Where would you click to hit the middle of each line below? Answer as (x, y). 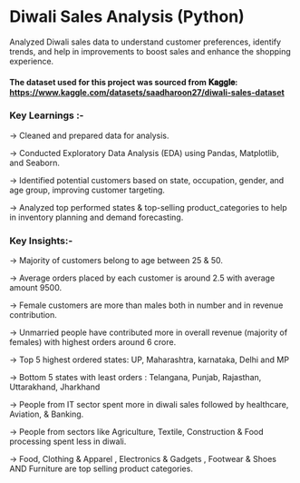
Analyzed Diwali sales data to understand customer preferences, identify (145, 42)
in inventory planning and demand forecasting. (97, 217)
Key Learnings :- (47, 115)
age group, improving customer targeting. (87, 190)
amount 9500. (35, 288)
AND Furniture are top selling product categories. (101, 468)
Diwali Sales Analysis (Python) (127, 17)
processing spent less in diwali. (68, 441)
